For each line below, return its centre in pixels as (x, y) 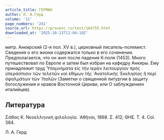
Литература (25, 105)
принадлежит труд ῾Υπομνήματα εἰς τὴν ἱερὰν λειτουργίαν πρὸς (73, 68)
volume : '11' (19, 19)
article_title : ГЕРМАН (29, 10)
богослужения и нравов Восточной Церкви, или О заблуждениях (75, 84)
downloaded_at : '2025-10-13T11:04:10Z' (47, 33)
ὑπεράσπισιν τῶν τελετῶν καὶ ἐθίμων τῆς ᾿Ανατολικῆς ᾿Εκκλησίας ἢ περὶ (81, 73)
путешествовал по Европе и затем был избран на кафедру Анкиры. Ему (82, 63)
